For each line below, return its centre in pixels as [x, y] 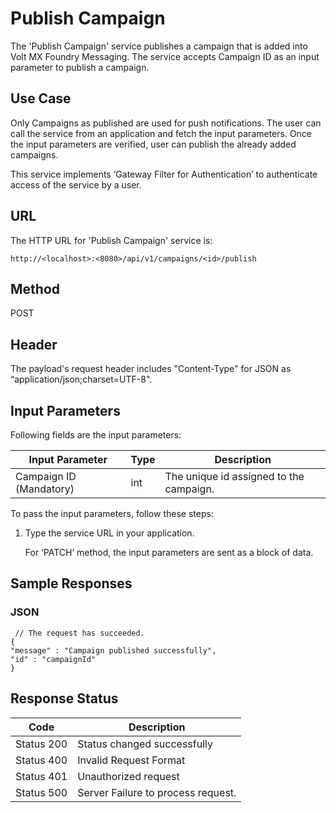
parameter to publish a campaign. [80, 67]
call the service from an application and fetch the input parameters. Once [161, 133]
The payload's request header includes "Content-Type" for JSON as [151, 369]
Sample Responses [71, 583]
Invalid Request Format [131, 760]
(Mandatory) [45, 489]
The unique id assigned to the [234, 476]
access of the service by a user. [76, 184]
